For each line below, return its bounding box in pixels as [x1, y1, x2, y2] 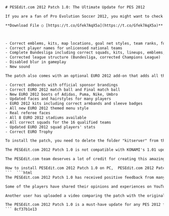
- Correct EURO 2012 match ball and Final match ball [5, 87, 121, 92]
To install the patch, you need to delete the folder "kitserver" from [5, 138, 158, 143]
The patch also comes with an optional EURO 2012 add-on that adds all [5, 73, 158, 78]
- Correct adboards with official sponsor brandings [5, 82, 118, 88]
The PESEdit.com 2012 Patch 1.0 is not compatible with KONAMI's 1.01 [5, 148, 156, 153]
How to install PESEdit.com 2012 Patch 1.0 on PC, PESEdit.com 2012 [5, 166, 154, 171]
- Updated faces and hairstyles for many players [5, 96, 112, 102]
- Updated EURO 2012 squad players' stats [5, 124, 96, 129]
